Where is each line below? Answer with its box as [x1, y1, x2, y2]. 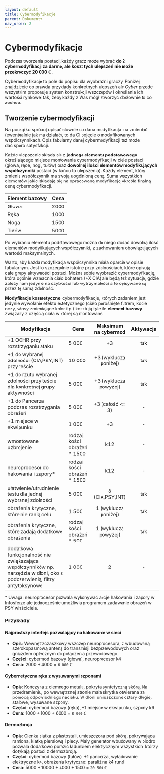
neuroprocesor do [7, 464, 49, 471]
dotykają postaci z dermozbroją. [12, 748, 77, 754]
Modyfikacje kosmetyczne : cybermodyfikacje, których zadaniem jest [5, 295, 146, 301]
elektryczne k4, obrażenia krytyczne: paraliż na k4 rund [12, 759, 124, 765]
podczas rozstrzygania [7, 404, 60, 410]
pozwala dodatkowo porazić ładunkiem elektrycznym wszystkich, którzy [12, 743, 158, 749]
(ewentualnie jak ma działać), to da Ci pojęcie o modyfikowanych [5, 132, 136, 138]
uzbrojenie [7, 444, 32, 451]
